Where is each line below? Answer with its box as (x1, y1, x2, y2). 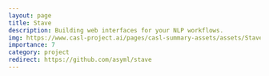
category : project (8, 48, 70, 56)
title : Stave (8, 19, 52, 27)
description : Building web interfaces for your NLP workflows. (8, 26, 224, 34)
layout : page (8, 11, 52, 20)
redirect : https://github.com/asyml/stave (8, 56, 152, 64)
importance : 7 (8, 41, 56, 49)
